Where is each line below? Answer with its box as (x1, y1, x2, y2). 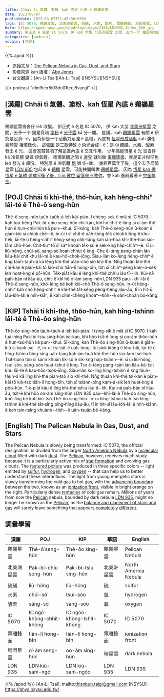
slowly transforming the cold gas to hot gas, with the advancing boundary (5, 479, 154, 485)
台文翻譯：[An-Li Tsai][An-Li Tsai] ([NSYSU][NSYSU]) (12, 75, 121, 81)
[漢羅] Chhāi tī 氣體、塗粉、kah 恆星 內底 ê (5, 100, 134, 108)
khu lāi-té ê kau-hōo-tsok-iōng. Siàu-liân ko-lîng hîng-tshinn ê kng (5, 367, 139, 373)
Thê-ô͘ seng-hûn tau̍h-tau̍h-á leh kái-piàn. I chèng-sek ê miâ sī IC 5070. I (5, 214, 152, 220)
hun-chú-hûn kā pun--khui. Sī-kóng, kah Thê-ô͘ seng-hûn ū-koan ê (17, 225, 153, 231)
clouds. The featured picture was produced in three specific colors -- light (5, 463, 155, 469)
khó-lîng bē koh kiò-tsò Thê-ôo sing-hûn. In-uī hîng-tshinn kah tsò (5, 396, 139, 402)
